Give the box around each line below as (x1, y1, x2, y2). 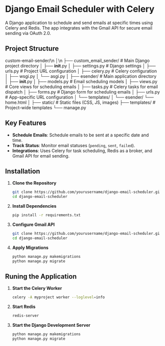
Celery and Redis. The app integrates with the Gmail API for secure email (5, 25, 153, 31)
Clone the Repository (12, 180, 56, 186)
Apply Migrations (12, 245, 49, 251)
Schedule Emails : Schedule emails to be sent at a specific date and (12, 132, 149, 138)
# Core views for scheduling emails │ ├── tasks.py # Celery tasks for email (5, 84, 158, 90)
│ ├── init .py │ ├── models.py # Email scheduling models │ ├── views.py (5, 78, 158, 84)
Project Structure (5, 44, 59, 53)
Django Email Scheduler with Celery (5, 3, 155, 15)
